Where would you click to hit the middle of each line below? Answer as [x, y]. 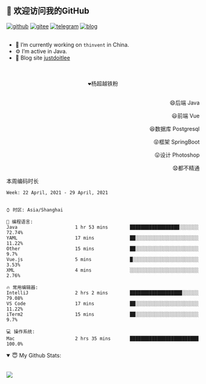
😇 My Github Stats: [36, 355]
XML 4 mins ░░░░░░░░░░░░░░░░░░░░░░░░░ [103, 270]
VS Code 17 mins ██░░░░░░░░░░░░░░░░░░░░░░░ [103, 304]
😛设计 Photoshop [177, 155]
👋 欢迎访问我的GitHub [48, 11]
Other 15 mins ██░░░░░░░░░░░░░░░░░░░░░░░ [103, 249]
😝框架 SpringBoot [176, 142]
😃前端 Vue [185, 116]
